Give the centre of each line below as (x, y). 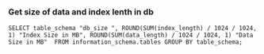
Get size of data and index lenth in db (81, 12)
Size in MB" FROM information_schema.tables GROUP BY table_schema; (126, 42)
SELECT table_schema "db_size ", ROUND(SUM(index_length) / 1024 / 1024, (133, 29)
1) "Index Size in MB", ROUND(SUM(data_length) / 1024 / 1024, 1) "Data (131, 35)
